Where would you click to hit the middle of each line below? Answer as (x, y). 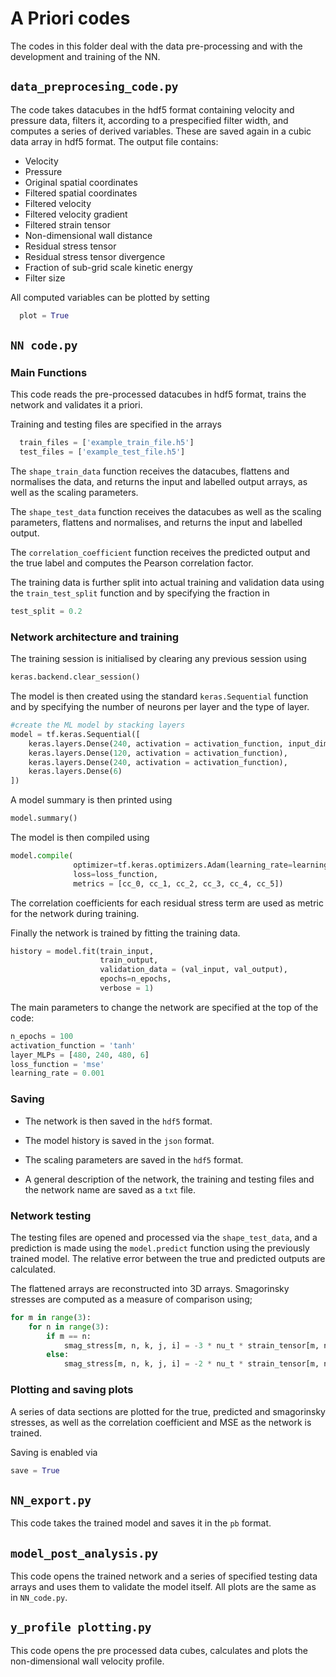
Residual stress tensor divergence (95, 256)
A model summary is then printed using (91, 800)
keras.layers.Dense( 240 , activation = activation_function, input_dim (178, 743)
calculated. (33, 1269)
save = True (35, 1470)
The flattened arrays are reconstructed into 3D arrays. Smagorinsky (150, 1288)
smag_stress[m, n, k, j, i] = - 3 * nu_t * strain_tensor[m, (191, 1345)
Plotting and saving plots (72, 1390)
